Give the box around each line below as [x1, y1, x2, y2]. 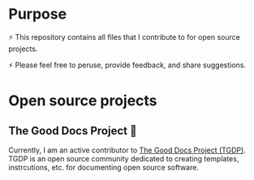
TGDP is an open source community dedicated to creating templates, [8, 153, 239, 163]
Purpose [8, 5, 67, 24]
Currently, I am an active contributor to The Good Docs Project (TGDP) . [8, 145, 246, 155]
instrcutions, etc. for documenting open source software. [8, 162, 199, 172]
